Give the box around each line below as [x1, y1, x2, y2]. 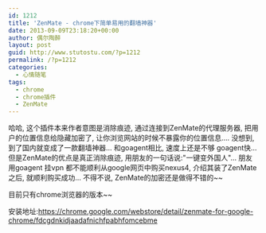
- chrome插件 [15, 93, 57, 101]
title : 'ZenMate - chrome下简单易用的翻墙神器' [8, 19, 157, 27]
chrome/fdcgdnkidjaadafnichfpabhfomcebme [8, 216, 158, 225]
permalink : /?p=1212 [8, 56, 77, 64]
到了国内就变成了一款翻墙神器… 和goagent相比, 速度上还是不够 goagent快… [8, 143, 257, 153]
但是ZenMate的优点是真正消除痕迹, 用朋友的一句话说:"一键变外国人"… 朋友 [8, 153, 253, 163]
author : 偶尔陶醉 [8, 33, 61, 42]
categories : [8, 64, 48, 72]
